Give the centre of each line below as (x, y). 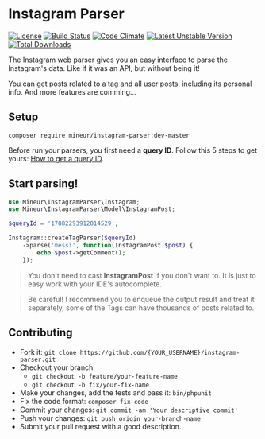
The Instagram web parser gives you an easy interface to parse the (118, 60)
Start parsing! (43, 184)
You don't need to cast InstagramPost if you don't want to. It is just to (142, 275)
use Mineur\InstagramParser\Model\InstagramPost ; (92, 209)
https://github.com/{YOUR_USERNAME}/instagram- (160, 352)
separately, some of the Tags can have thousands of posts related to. (141, 308)
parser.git (38, 359)
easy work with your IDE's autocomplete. (95, 284)
